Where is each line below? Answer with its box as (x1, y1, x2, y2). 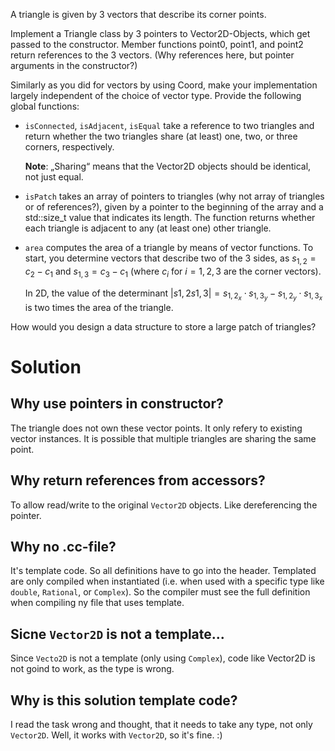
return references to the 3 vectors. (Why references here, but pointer (10, 49, 295, 61)
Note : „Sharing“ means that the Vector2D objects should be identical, (24, 160, 312, 172)
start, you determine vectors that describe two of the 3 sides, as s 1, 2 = (24, 252, 317, 266)
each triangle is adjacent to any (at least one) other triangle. (24, 222, 272, 234)
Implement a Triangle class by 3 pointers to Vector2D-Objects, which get (10, 28, 311, 39)
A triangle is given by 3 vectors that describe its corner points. (10, 9, 267, 20)
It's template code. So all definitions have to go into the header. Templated (10, 565, 317, 577)
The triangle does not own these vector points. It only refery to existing (10, 422, 303, 434)
